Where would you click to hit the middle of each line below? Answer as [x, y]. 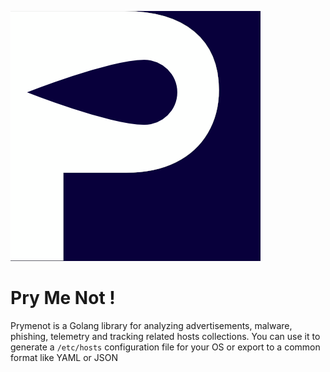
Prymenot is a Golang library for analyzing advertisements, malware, [151, 325]
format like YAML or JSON [64, 357]
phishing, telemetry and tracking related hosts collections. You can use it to [165, 336]
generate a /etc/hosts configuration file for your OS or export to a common [165, 347]
